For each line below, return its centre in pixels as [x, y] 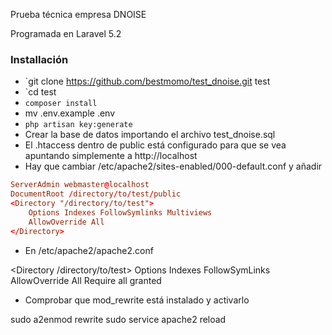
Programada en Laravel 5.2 [66, 33]
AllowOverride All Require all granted [86, 280]
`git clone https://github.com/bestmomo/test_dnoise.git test [147, 81]
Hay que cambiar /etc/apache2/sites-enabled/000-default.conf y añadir [173, 166]
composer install [61, 104]
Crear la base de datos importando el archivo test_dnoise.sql [150, 135]
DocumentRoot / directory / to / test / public [96, 194]
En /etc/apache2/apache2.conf [89, 250]
